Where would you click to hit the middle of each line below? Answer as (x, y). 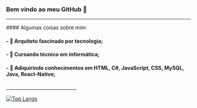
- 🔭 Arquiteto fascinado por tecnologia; (55, 41)
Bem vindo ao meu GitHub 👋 (47, 9)
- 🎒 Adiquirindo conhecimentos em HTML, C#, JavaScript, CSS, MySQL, (95, 68)
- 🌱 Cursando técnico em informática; (53, 55)
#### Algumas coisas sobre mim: (47, 28)
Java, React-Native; (31, 74)
